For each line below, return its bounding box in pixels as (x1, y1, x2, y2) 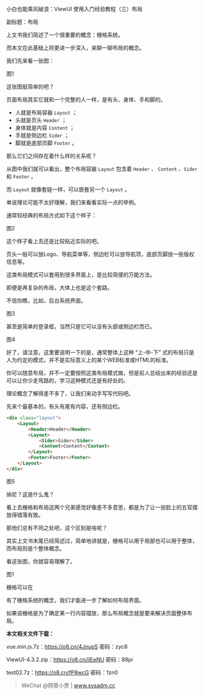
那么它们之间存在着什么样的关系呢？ (6, 152, 97, 160)
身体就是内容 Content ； (15, 124, 75, 131)
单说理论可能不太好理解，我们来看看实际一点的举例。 (6, 199, 140, 206)
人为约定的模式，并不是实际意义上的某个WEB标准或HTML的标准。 (6, 356, 172, 364)
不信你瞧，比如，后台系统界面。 (6, 297, 86, 304)
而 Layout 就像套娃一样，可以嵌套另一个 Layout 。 (6, 186, 131, 193)
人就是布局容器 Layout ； (15, 109, 78, 116)
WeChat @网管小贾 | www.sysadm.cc (21, 682, 115, 689)
